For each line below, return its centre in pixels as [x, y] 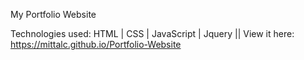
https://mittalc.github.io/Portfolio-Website [96, 44]
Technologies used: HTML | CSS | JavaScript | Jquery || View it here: [152, 33]
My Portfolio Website [53, 14]
